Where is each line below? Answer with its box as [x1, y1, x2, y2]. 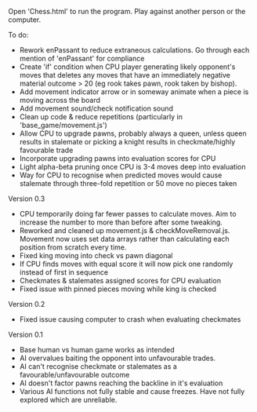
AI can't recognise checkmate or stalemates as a [19, 362, 178, 371]
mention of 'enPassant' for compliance [19, 54, 145, 63]
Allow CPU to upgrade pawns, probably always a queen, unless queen [19, 129, 247, 138]
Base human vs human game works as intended [19, 345, 175, 354]
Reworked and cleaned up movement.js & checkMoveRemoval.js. [19, 226, 230, 235]
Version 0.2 [8, 300, 45, 308]
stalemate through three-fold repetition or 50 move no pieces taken [19, 179, 237, 188]
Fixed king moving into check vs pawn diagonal [19, 251, 174, 260]
